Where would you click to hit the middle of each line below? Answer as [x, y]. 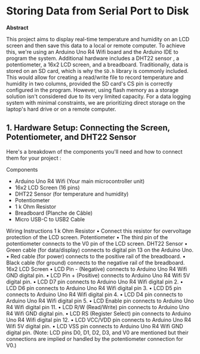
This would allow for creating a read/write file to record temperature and [95, 77]
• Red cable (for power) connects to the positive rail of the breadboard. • [96, 256]
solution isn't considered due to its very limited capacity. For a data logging [99, 96]
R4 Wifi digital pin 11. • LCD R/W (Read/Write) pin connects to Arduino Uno [98, 307]
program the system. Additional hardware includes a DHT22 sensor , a [93, 58]
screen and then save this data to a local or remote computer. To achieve [96, 45]
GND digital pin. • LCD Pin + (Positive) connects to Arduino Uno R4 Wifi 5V [98, 275]
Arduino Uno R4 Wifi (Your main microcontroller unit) [80, 181]
